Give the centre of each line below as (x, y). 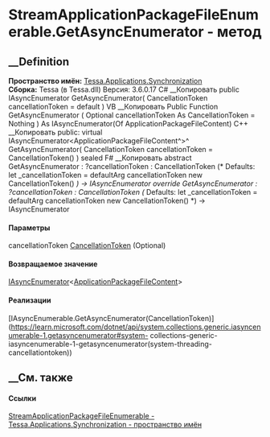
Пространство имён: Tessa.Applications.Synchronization (105, 81)
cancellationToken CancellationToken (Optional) (87, 245)
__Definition (39, 62)
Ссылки (22, 398)
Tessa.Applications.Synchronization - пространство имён (105, 425)
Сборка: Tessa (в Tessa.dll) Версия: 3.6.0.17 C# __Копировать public (124, 89)
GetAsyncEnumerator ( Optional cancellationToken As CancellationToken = (132, 115)
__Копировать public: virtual (55, 132)
